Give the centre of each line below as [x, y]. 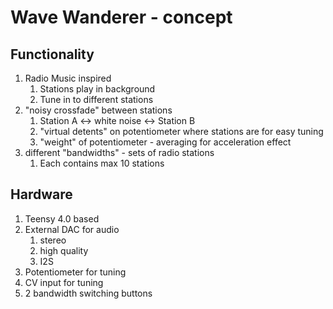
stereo [53, 240]
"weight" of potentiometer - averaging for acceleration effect [165, 142]
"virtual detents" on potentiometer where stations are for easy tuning [181, 131]
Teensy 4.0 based [62, 218]
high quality [64, 250]
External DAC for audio [72, 229]
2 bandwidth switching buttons [88, 293]
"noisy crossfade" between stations [98, 110]
